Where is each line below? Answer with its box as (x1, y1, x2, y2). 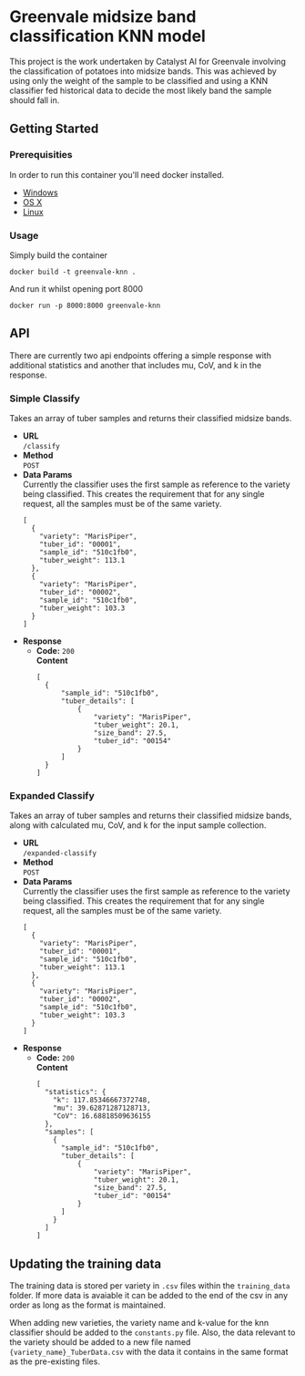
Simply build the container (9, 249, 107, 261)
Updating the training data (9, 1256, 162, 1271)
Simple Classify (9, 392, 80, 405)
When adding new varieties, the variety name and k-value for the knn (9, 1318, 269, 1329)
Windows (22, 187, 58, 198)
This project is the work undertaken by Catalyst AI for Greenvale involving (9, 56, 287, 67)
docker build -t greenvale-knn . (9, 267, 137, 276)
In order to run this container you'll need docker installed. (9, 169, 225, 180)
